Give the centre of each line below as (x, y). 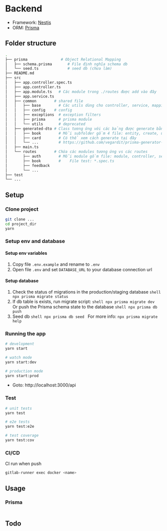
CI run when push (23, 464)
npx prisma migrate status (40, 297)
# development (20, 344)
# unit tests (19, 408)
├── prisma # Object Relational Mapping (63, 59)
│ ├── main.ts (22, 147)
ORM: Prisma (26, 27)
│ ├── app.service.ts (30, 96)
